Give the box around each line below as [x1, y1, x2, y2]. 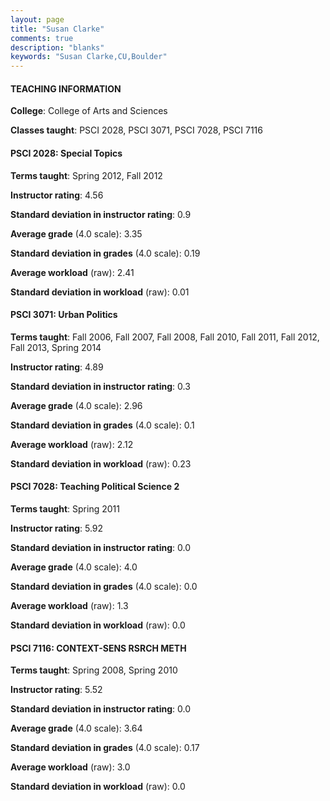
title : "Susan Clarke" [10, 24, 105, 34]
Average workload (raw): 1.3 [10, 599, 129, 611]
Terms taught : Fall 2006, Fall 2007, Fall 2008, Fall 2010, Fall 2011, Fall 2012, [10, 331, 320, 343]
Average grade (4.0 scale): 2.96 [10, 399, 143, 411]
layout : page [10, 14, 65, 25]
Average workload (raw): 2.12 [10, 438, 134, 450]
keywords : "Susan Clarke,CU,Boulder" [10, 52, 168, 62]
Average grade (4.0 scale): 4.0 [10, 561, 138, 573]
